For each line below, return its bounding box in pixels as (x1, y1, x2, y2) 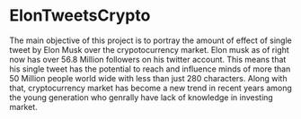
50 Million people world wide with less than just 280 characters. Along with (9, 72, 288, 83)
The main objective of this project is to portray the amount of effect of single (9, 35, 292, 46)
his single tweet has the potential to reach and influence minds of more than (9, 64, 291, 74)
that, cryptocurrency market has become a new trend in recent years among (9, 82, 292, 93)
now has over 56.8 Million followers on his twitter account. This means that (9, 54, 287, 64)
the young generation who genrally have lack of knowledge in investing (9, 91, 274, 103)
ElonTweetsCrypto (9, 5, 151, 26)
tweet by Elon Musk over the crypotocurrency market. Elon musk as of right (9, 44, 289, 55)
